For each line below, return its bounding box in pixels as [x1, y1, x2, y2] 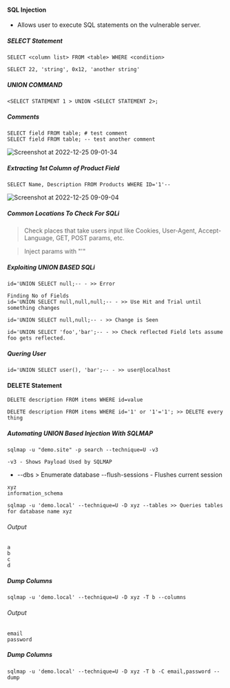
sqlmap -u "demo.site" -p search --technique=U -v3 [7, 446, 158, 453]
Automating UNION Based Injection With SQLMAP [7, 429, 154, 438]
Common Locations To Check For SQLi [7, 209, 120, 217]
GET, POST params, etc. [56, 234, 125, 242]
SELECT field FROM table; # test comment [7, 130, 128, 137]
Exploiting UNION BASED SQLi [7, 263, 95, 271]
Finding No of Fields [7, 293, 70, 299]
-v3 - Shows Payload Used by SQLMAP [7, 459, 112, 466]
